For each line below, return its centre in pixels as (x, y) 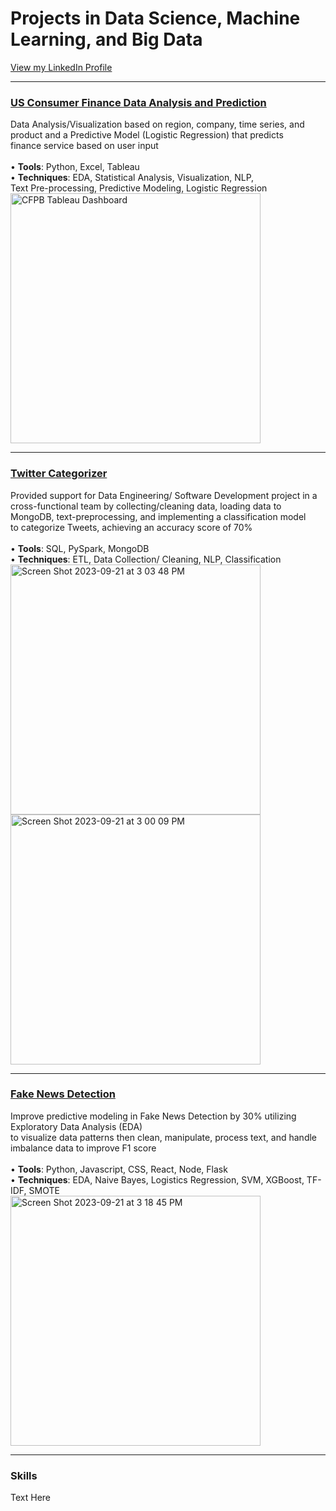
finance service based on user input (84, 146)
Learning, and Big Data (106, 39)
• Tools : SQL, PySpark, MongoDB (80, 548)
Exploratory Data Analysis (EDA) (76, 1126)
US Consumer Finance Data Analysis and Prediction (138, 102)
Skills (24, 1475)
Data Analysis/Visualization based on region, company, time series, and (157, 124)
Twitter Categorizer (59, 474)
